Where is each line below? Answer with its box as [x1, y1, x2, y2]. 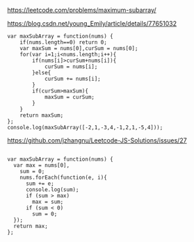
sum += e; [25, 180, 54, 187]
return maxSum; [19, 112, 64, 119]
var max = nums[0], [13, 162, 70, 169]
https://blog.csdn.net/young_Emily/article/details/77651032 [7, 19, 177, 27]
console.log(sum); [25, 186, 79, 193]
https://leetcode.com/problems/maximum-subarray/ [7, 6, 156, 14]
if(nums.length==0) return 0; [19, 39, 108, 46]
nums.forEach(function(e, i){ [19, 174, 108, 181]
